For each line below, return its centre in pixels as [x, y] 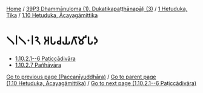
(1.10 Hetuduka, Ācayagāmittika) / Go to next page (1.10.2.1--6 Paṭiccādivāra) [101, 83]
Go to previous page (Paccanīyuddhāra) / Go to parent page [81, 77]
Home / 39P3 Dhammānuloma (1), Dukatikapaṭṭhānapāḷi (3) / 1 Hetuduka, [97, 9]
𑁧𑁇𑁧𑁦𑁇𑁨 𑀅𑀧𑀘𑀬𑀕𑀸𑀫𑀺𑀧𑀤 [52, 41]
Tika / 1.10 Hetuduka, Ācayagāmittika [52, 15]
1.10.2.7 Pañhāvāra [38, 65]
